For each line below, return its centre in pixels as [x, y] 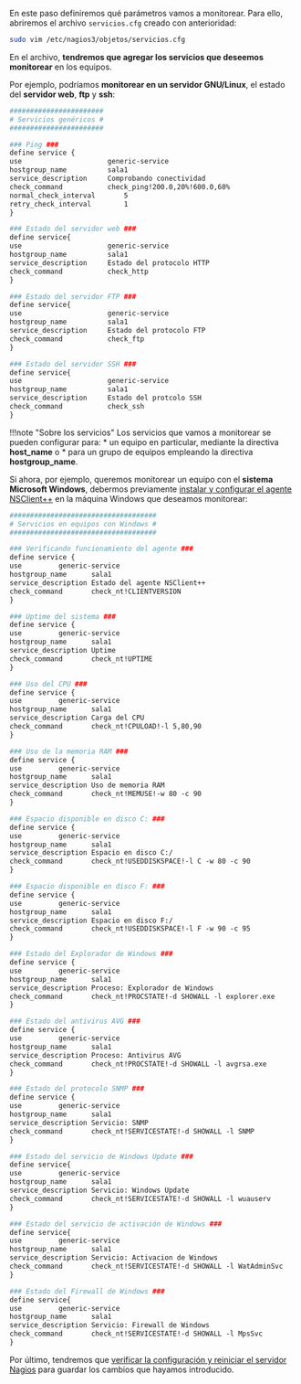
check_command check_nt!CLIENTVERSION [95, 591]
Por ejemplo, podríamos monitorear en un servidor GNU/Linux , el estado [147, 84]
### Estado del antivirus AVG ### [75, 1022]
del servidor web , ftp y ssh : [62, 94]
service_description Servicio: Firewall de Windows [109, 1325]
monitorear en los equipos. [61, 67]
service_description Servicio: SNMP [79, 1123]
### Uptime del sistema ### [63, 616]
